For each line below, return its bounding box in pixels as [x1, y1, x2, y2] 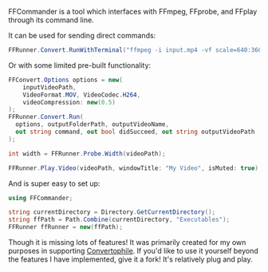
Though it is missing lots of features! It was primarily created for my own [8, 238, 246, 246]
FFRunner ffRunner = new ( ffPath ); [8, 223, 124, 231]
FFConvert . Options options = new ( [8, 76, 124, 84]
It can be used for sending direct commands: [8, 31, 156, 40]
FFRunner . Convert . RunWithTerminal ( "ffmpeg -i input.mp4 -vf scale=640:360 [8, 46, 262, 54]
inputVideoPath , [22, 83, 77, 91]
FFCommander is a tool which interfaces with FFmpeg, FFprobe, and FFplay [8, 7, 258, 16]
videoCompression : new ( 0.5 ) [22, 98, 116, 106]
